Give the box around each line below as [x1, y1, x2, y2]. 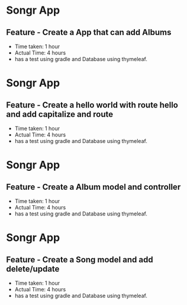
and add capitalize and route [6, 109, 114, 119]
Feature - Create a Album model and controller [6, 182, 181, 192]
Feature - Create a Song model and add [6, 255, 153, 265]
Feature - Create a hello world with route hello [6, 100, 179, 110]
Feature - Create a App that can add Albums [6, 27, 172, 37]
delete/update [6, 263, 60, 274]
